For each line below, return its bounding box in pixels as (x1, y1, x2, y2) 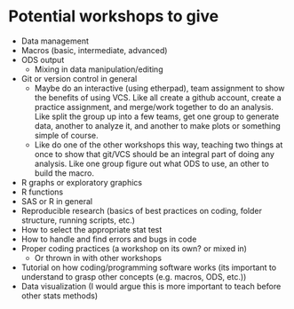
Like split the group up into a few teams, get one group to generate (34, 111, 280, 122)
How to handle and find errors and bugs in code (20, 234, 197, 244)
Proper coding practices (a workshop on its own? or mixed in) (20, 242, 248, 254)
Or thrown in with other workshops (34, 252, 162, 263)
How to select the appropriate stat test (20, 224, 163, 234)
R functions (20, 186, 64, 197)
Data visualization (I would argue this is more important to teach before (20, 281, 282, 291)
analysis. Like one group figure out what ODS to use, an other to (34, 158, 270, 169)
